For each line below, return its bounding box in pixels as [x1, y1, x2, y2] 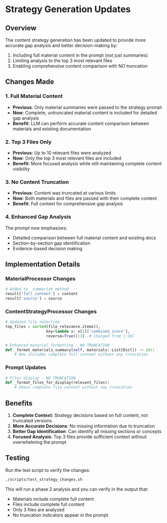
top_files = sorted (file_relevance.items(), [5, 324, 101, 329]
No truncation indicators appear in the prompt [12, 512, 109, 518]
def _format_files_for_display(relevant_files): [5, 380, 110, 385]
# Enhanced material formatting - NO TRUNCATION [5, 343, 110, 348]
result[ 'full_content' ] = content [5, 292, 78, 297]
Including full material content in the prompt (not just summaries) [12, 52, 148, 58]
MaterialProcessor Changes [5, 275, 76, 282]
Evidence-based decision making [12, 245, 82, 251]
